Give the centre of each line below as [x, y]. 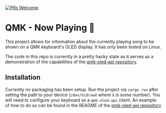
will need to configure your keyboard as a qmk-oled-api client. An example [81, 100]
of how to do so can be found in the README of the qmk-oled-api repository [83, 105]
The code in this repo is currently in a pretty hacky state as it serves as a [79, 56]
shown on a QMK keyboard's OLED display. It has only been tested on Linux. [83, 47]
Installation [23, 77]
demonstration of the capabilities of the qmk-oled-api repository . [71, 62]
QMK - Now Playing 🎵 [50, 28]
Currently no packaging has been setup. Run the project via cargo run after [82, 89]
